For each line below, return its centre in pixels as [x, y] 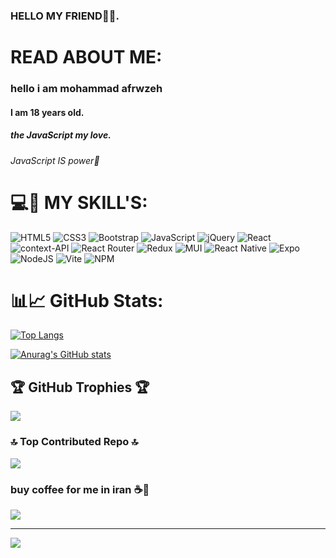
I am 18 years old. [47, 112]
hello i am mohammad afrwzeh [86, 89]
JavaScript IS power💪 [55, 160]
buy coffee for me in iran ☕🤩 [80, 489]
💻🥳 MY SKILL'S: [79, 202]
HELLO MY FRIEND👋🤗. [65, 16]
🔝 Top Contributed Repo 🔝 [74, 442]
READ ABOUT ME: [86, 57]
